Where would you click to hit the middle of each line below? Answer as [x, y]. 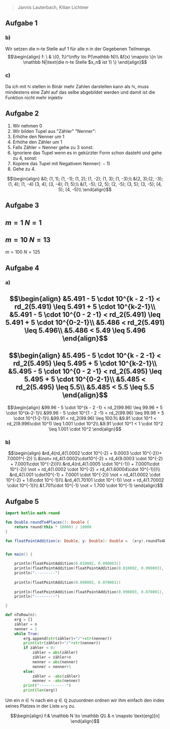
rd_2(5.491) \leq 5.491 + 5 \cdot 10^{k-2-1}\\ [85, 307]
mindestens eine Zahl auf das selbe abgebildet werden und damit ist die [80, 92]
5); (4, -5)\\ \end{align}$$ [85, 189]
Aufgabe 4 [22, 268]
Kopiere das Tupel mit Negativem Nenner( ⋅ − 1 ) [61, 163]
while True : [27, 634]
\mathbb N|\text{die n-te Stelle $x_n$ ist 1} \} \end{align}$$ [85, 62]
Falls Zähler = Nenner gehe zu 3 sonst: [53, 147]
